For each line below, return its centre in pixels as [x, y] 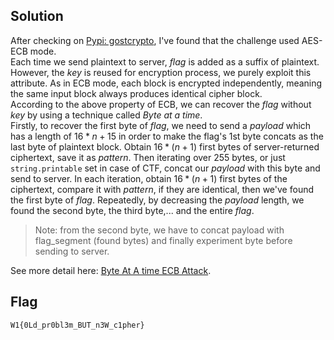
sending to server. [72, 251]
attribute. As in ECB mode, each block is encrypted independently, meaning [166, 83]
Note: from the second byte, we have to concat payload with [159, 230]
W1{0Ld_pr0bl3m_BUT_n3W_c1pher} [77, 325]
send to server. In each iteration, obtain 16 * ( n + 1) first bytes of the [149, 178]
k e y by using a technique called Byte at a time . [106, 115]
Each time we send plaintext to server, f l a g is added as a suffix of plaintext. [165, 61]
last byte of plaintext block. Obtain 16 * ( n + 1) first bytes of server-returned [165, 146]
